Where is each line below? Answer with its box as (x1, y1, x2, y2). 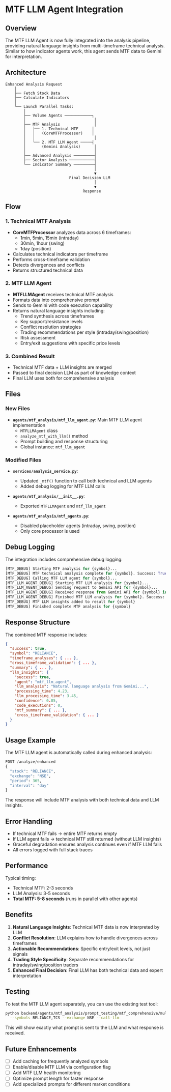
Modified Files (5, 456, 42, 464)
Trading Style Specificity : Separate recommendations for (12, 956, 134, 962)
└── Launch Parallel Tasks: (14, 104, 74, 109)
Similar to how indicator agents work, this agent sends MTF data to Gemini (5, 48, 162, 54)
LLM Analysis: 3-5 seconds (12, 890, 70, 896)
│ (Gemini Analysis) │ (23, 144, 97, 149)
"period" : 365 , (10, 778, 42, 783)
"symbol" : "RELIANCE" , (10, 651, 58, 656)
